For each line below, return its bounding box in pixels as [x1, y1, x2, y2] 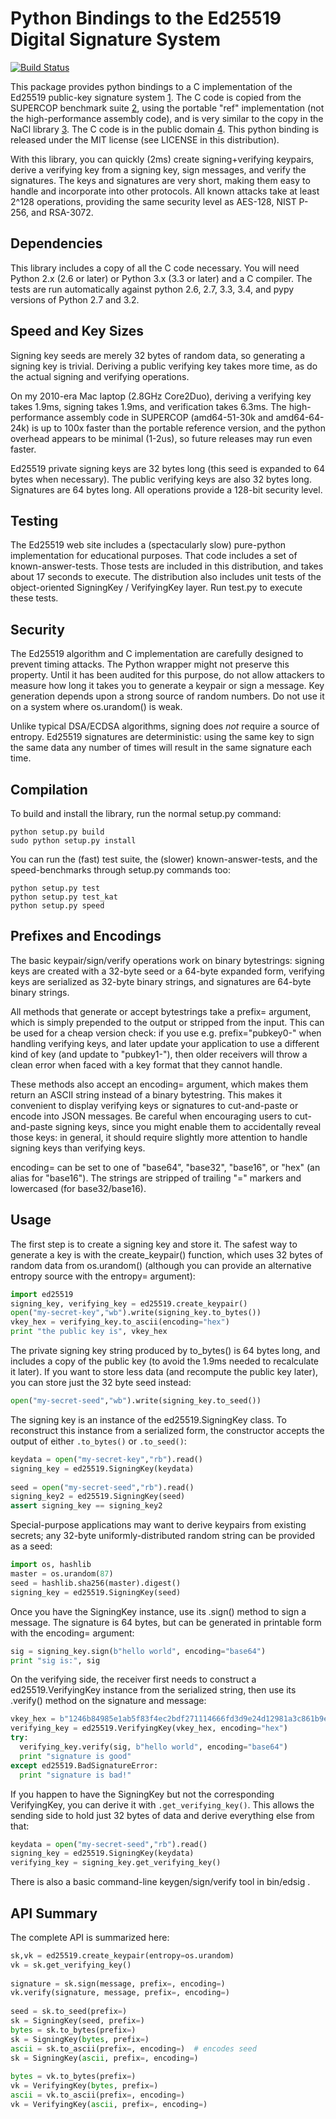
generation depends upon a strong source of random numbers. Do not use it [10, 690, 325, 702]
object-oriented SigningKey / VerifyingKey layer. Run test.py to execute [10, 582, 303, 594]
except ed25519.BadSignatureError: [10, 1760, 159, 1771]
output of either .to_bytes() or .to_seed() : [10, 1435, 187, 1447]
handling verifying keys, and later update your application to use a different [10, 1037, 320, 1049]
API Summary [10, 1905, 98, 1922]
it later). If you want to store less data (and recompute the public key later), [10, 1366, 319, 1377]
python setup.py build [10, 827, 105, 837]
